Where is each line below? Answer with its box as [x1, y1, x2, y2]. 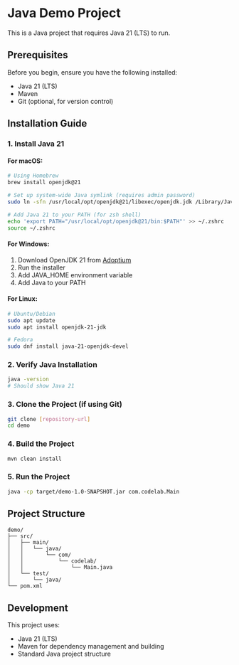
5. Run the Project [7, 472, 70, 482]
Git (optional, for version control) [17, 97, 114, 105]
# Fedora [7, 336, 33, 344]
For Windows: [7, 240, 50, 248]
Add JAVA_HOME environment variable [17, 270, 133, 279]
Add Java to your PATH [17, 278, 86, 287]
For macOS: [7, 156, 43, 165]
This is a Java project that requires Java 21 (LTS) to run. [7, 28, 171, 37]
